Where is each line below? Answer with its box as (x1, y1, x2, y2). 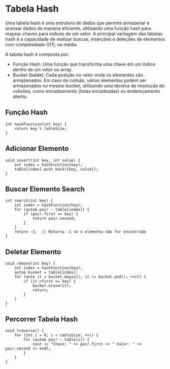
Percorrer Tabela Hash (5, 315, 78, 323)
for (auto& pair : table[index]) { (14, 207, 90, 212)
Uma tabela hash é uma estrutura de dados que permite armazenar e (5, 20, 150, 26)
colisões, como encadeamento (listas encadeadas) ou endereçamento (12, 88, 160, 94)
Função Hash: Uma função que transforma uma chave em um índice (12, 61, 156, 67)
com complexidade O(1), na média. (5, 41, 78, 47)
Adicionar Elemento (5, 144, 69, 153)
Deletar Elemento (5, 247, 61, 256)
